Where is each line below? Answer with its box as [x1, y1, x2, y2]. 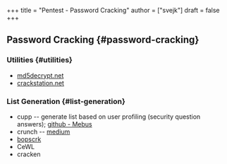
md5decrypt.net [16, 71, 64, 80]
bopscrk [16, 134, 42, 143]
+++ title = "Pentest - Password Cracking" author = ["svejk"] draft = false [6, 6, 220, 14]
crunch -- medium [16, 127, 70, 136]
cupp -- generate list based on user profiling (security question [16, 112, 201, 121]
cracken [16, 150, 41, 158]
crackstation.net [16, 78, 65, 87]
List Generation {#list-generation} [6, 96, 126, 106]
